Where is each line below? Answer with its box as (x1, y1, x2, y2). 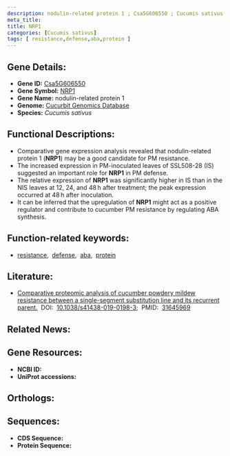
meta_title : (7, 17, 41, 23)
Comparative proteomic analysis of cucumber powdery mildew (17, 289, 196, 297)
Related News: (7, 323, 71, 335)
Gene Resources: (7, 347, 83, 358)
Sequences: (7, 415, 60, 427)
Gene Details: (7, 61, 67, 73)
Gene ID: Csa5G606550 (17, 79, 86, 87)
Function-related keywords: (7, 232, 129, 244)
